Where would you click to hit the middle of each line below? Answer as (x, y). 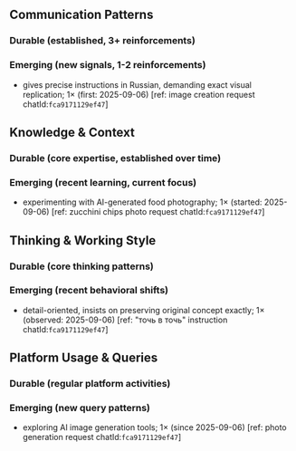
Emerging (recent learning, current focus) (103, 182)
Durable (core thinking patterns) (81, 266)
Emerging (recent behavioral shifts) (89, 291)
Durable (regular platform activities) (90, 384)
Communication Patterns (81, 15)
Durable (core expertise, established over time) (115, 158)
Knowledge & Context (72, 132)
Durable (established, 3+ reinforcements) (103, 41)
